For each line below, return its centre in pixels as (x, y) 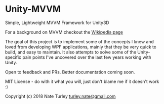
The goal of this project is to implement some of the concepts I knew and (80, 41)
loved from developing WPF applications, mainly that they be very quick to (81, 47)
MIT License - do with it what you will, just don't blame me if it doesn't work (82, 81)
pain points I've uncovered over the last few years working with (87, 57)
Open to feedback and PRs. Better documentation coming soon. (70, 72)
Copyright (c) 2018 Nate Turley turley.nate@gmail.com (61, 96)
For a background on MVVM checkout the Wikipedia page (64, 32)
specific (13, 57)
